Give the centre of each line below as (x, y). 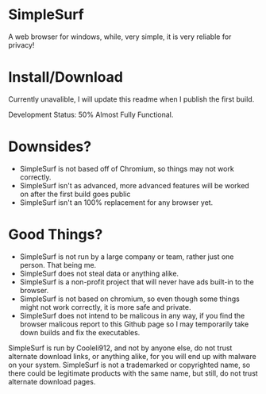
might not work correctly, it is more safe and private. (105, 307)
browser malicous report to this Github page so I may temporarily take (134, 324)
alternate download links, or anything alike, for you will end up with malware (132, 356)
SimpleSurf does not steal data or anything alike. (99, 273)
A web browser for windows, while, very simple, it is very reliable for (120, 37)
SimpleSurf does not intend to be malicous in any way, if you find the (132, 315)
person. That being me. (58, 265)
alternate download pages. (52, 381)
